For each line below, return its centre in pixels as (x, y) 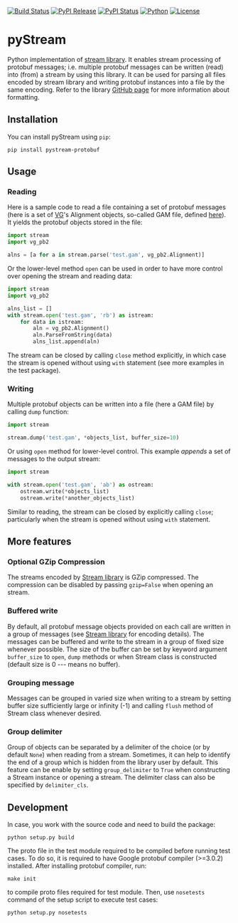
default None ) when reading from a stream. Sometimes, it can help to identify (119, 755)
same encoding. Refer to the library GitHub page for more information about (118, 90)
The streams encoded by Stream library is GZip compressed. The (103, 577)
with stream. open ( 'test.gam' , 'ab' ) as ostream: (81, 485)
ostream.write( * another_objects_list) (77, 498)
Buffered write (33, 611)
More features (39, 542)
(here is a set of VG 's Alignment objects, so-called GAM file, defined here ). (117, 215)
